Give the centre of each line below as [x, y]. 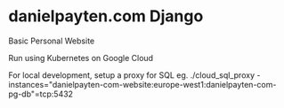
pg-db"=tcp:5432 [41, 94]
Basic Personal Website [52, 41]
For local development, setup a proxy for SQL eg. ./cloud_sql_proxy [132, 75]
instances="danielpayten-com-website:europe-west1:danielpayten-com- [142, 84]
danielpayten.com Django [106, 16]
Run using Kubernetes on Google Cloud [81, 58]
